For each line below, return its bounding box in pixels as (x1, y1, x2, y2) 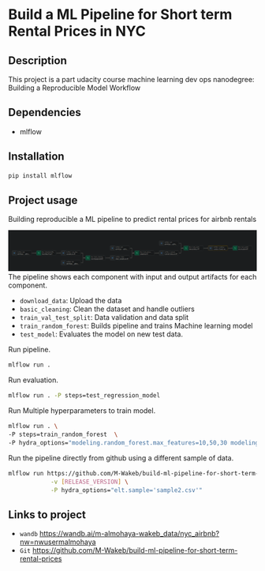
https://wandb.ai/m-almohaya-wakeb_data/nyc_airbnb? (39, 529, 219, 539)
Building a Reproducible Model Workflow (8, 83, 140, 92)
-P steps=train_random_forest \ (8, 430, 118, 439)
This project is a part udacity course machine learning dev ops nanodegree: (8, 75, 255, 84)
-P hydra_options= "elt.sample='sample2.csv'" (50, 486, 203, 494)
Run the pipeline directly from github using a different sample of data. (8, 453, 234, 463)
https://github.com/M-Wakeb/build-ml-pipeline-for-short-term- (32, 546, 238, 555)
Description (8, 54, 67, 67)
